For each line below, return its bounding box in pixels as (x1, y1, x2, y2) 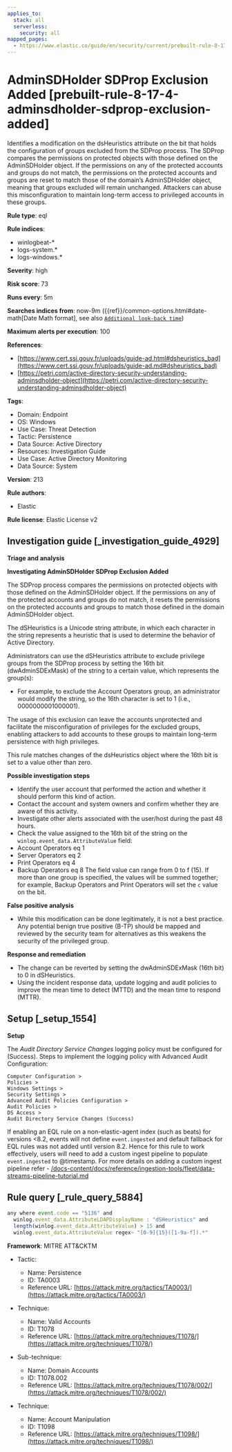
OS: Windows (17, 417, 57, 426)
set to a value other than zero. (7, 758, 93, 766)
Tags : (7, 397, 24, 405)
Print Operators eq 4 (17, 858, 76, 866)
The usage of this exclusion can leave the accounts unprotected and (7, 715, 202, 723)
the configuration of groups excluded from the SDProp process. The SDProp (7, 146, 224, 154)
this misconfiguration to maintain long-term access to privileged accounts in (7, 190, 224, 199)
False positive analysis (7, 901, 74, 909)
